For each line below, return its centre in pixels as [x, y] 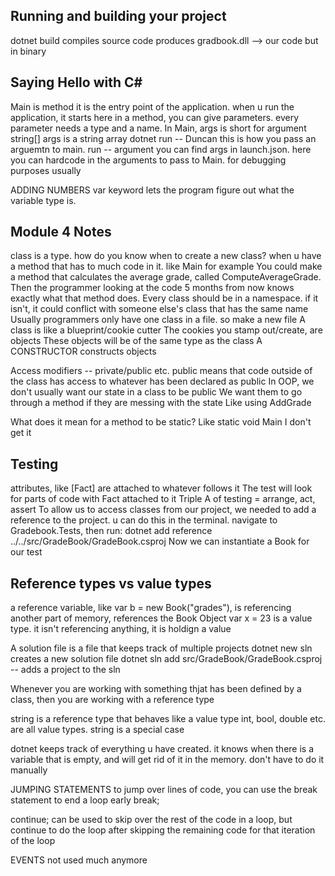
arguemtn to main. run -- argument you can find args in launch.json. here [161, 149]
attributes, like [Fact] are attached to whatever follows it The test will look [161, 488]
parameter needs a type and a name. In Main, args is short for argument [158, 128]
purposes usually [46, 170]
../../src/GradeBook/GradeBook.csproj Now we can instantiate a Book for [160, 541]
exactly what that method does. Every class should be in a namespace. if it [164, 298]
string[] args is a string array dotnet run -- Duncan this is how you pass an [163, 138]
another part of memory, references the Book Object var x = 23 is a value [161, 618]
